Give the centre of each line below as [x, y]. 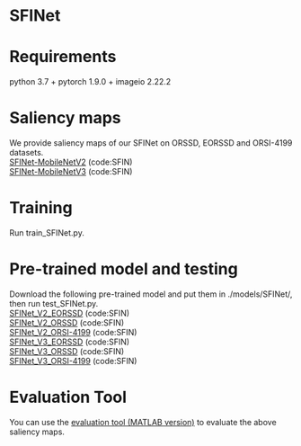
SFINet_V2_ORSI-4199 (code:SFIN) [73, 332]
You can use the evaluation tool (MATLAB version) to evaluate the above [143, 422]
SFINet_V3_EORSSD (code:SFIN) [70, 342]
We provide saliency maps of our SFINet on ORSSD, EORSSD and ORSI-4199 [151, 143]
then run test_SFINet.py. [54, 303]
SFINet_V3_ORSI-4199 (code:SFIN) [73, 361]
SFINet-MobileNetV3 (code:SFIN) [71, 172]
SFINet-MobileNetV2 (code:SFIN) [71, 162]
